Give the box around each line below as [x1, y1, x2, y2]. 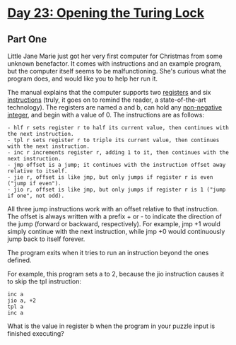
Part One [7, 33, 47, 45]
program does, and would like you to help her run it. [7, 74, 158, 83]
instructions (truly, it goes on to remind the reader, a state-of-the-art [7, 95, 206, 104]
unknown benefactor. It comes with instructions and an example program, [7, 59, 223, 68]
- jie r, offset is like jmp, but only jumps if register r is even [7, 174, 213, 181]
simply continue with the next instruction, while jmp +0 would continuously [7, 228, 225, 235]
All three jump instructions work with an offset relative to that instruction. [7, 205, 219, 213]
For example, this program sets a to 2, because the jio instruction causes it [7, 270, 225, 278]
